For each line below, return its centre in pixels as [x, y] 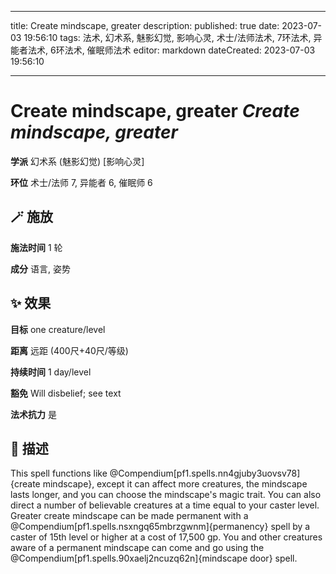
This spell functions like [59, 473]
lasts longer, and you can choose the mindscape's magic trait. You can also [166, 495]
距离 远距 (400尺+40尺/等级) [69, 350]
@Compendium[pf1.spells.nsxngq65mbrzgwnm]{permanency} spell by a [160, 527]
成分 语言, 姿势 [40, 268]
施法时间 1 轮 [36, 247]
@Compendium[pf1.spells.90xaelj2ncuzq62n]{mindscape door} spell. [154, 558]
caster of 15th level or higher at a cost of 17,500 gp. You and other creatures [166, 537]
